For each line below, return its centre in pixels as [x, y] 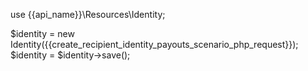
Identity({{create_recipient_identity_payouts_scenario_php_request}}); [154, 44]
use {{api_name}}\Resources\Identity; [88, 14]
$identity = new [42, 33]
